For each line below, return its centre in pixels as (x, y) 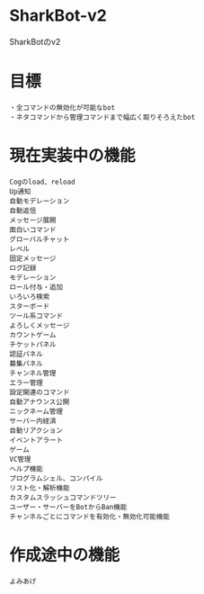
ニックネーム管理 (36, 411)
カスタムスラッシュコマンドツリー (63, 497)
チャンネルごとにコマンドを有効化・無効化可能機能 (90, 517)
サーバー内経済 (33, 421)
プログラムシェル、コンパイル (56, 478)
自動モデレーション (40, 201)
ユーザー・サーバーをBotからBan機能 (68, 507)
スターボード (30, 306)
